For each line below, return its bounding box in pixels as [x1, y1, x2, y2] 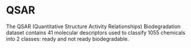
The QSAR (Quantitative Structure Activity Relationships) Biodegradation [6, 23, 181, 30]
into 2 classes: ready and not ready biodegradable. [6, 35, 129, 42]
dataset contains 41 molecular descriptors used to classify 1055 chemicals [6, 29, 186, 36]
